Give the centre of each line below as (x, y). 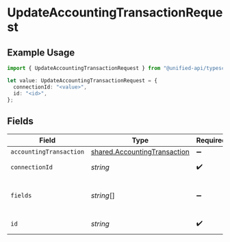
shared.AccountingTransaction (140, 152)
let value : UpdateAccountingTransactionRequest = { (82, 80)
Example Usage (41, 52)
